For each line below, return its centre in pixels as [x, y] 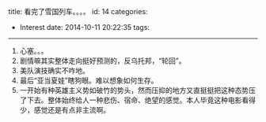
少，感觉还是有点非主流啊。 [65, 110]
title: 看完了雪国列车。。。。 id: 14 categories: [78, 11]
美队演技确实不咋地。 [54, 70]
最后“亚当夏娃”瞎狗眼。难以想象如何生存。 [89, 80]
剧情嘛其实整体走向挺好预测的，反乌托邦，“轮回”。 [103, 61]
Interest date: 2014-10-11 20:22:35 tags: [85, 27]
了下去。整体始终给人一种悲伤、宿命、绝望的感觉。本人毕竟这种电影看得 [137, 100]
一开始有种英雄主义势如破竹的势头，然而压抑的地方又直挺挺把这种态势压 [137, 90]
